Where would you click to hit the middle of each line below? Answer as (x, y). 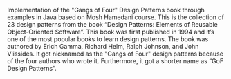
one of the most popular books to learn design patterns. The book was (108, 39)
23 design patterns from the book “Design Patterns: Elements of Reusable (112, 24)
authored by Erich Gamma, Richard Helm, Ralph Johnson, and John (103, 46)
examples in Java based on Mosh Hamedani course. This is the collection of (116, 17)
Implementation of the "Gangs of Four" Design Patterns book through (106, 10)
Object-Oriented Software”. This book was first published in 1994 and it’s (111, 32)
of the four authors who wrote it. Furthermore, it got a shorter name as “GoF (115, 61)
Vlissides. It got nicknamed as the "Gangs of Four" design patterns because (115, 54)
